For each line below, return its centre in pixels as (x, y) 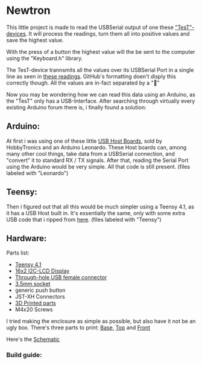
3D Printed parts (35, 303)
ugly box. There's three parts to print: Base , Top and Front (78, 328)
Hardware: (27, 238)
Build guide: (24, 355)
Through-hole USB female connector (61, 277)
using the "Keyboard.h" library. (45, 58)
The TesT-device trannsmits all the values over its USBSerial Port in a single (100, 69)
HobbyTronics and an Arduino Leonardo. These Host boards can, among (96, 147)
